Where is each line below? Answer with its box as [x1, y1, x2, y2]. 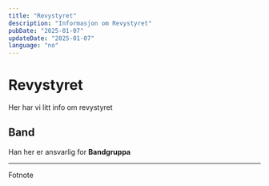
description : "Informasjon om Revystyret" [8, 19, 152, 27]
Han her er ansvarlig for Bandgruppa [8, 147, 130, 156]
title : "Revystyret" [8, 11, 78, 20]
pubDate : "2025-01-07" [8, 26, 84, 34]
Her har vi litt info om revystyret [8, 103, 114, 112]
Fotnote [8, 170, 34, 180]
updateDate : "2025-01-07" [8, 34, 94, 42]
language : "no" [8, 42, 59, 50]
